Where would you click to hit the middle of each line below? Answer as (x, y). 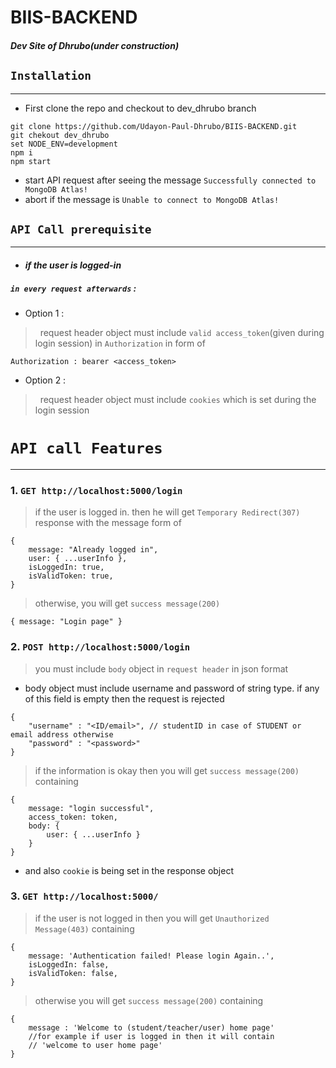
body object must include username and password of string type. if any (172, 688)
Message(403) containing (84, 928)
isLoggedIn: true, (66, 567)
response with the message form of (108, 523)
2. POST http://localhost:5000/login (100, 647)
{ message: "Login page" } (66, 622)
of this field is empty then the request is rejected (124, 698)
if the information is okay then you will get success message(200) (167, 770)
